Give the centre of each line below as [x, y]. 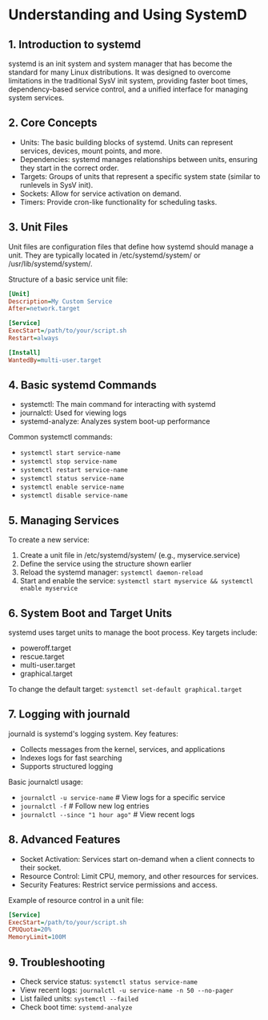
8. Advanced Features [64, 840]
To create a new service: [49, 540]
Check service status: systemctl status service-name [109, 981]
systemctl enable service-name [72, 487]
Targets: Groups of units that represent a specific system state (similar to [140, 176]
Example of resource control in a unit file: [76, 900]
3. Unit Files [38, 228]
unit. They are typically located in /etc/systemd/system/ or [105, 255]
